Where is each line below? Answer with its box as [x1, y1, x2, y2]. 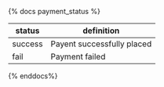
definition [82, 25, 120, 36]
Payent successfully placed [50, 38, 152, 49]
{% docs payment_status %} [8, 7, 100, 16]
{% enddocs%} [8, 71, 58, 81]
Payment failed [50, 51, 106, 62]
